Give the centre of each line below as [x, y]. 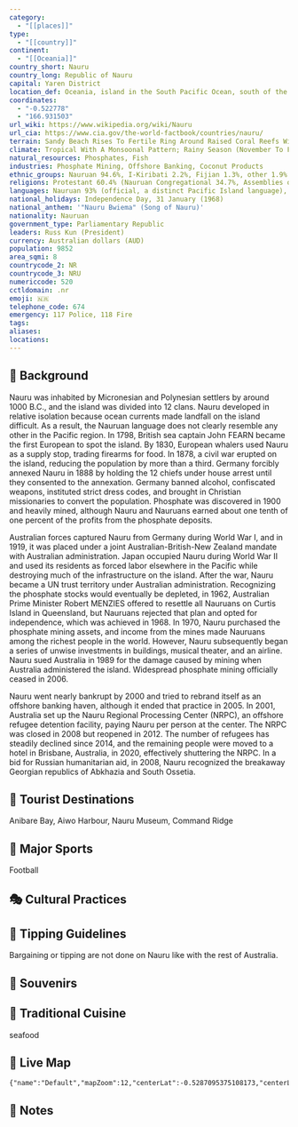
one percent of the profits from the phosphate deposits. [111, 520]
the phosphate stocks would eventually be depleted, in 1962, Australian [139, 594]
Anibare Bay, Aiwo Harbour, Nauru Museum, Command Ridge [121, 821]
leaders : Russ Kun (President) [67, 232]
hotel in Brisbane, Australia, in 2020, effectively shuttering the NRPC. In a [143, 753]
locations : [29, 340]
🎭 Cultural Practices [68, 899]
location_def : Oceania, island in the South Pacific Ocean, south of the [149, 92]
